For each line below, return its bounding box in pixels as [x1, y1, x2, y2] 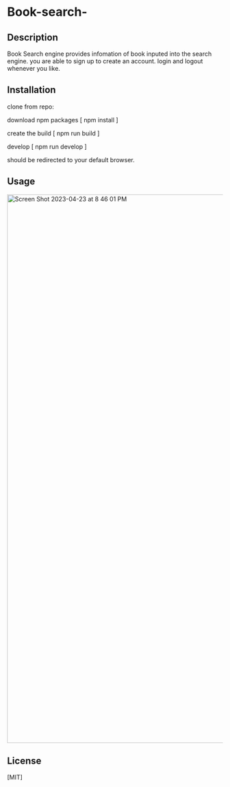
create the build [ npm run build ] [7, 129, 100, 137]
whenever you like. [7, 65, 60, 72]
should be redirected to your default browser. [7, 155, 135, 164]
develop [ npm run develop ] [7, 142, 87, 151]
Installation [7, 84, 56, 96]
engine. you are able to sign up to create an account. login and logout [7, 57, 203, 65]
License [7, 755, 42, 767]
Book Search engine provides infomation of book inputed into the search [7, 49, 212, 58]
